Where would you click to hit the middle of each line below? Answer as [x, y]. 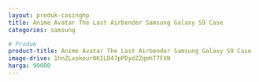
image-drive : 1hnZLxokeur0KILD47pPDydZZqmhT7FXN [89, 59]
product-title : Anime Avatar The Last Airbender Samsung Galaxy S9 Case [130, 52]
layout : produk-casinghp [49, 15]
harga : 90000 [30, 66]
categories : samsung [42, 30]
